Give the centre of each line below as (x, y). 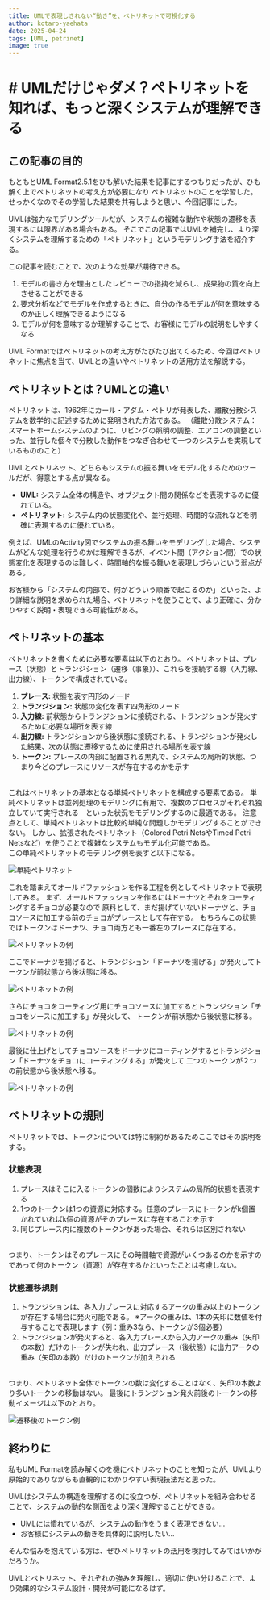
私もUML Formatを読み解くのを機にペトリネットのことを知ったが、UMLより (135, 1468)
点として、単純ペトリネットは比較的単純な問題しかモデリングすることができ (135, 822)
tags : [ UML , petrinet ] (46, 38)
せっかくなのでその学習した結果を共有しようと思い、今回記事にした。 (125, 202)
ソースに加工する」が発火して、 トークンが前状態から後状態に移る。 (143, 1016)
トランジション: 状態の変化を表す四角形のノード (100, 706)
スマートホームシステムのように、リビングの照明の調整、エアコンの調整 (128, 430)
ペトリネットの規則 (56, 1115)
